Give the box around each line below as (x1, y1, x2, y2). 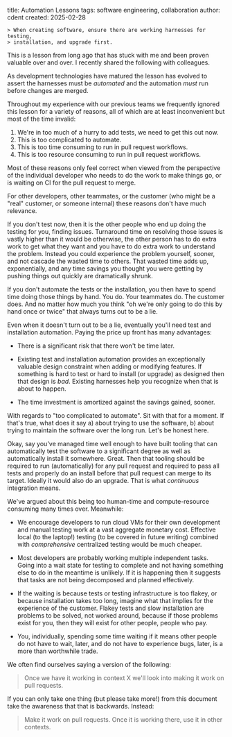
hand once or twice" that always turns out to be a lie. (7, 307, 158, 315)
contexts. (24, 723, 51, 731)
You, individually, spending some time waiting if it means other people (17, 632, 217, 641)
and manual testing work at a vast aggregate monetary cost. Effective (17, 525, 216, 534)
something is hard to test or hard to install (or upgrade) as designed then (17, 370, 225, 378)
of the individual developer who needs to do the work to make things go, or (7, 171, 222, 179)
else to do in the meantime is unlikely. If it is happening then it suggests (17, 568, 222, 577)
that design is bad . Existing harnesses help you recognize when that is (17, 378, 219, 385)
